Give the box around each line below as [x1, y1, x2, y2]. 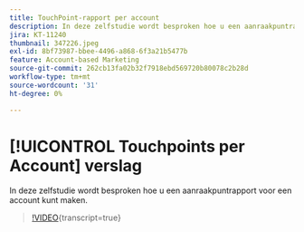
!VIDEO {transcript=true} [31, 212, 122, 223]
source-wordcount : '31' [9, 81, 100, 90]
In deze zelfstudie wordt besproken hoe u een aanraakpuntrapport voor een [9, 185, 292, 196]
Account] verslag [9, 155, 143, 176]
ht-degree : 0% [9, 89, 63, 98]
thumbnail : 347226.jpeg [9, 38, 100, 48]
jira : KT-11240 [9, 30, 67, 39]
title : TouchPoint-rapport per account [9, 13, 160, 23]
